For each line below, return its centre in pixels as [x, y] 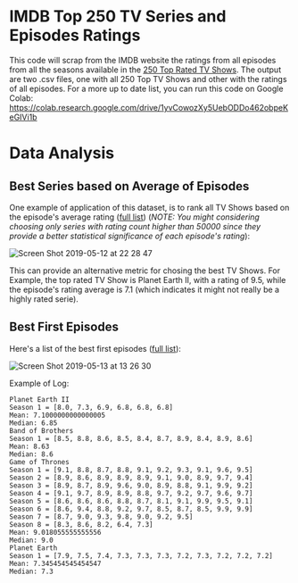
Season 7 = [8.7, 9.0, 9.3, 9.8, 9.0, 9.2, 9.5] [101, 516]
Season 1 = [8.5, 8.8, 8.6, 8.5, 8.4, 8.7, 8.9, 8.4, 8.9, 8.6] [131, 438]
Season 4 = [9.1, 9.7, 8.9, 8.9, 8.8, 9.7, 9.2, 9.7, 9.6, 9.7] [131, 493]
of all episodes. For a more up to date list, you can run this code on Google [146, 88]
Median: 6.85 [33, 423]
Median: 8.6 [31, 454]
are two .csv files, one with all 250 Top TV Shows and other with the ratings [148, 79]
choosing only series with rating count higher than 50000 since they [135, 226]
